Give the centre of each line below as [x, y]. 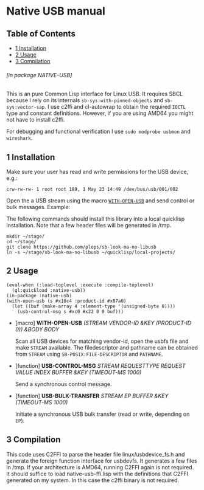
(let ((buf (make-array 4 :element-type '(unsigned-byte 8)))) [93, 306]
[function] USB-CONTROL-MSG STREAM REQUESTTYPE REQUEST [100, 365]
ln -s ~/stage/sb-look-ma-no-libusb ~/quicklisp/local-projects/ [91, 253]
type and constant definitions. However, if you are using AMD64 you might [100, 113]
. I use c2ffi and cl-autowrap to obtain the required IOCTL [115, 107]
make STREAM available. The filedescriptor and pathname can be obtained [106, 347]
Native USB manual [56, 11]
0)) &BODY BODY [37, 329]
